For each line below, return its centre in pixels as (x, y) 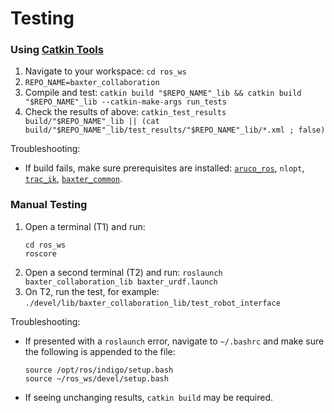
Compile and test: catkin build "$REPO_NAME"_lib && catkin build (163, 93)
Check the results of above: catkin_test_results (125, 112)
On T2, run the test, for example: (92, 291)
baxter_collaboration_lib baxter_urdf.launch (121, 282)
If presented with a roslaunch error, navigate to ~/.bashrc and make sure (174, 341)
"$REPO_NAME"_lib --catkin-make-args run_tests (125, 102)
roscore (40, 253)
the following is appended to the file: (100, 351)
